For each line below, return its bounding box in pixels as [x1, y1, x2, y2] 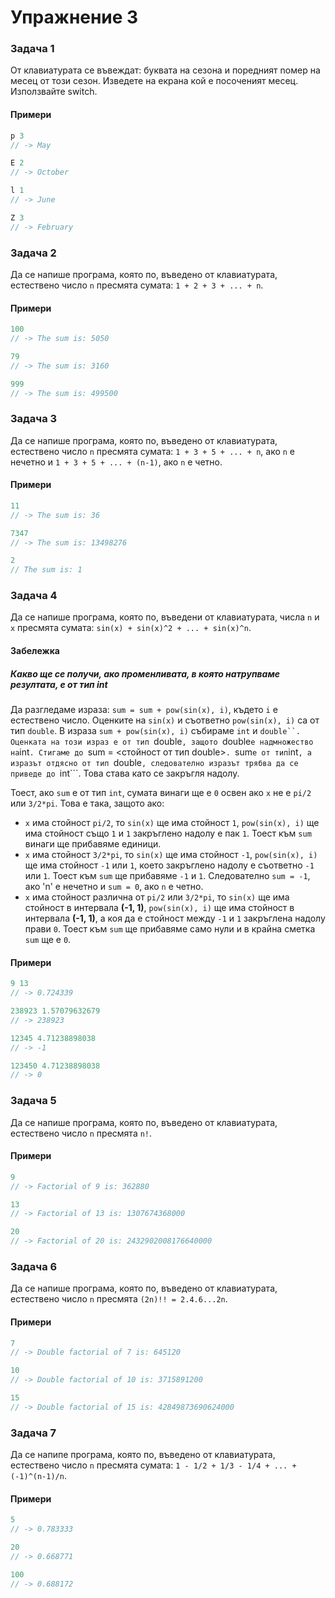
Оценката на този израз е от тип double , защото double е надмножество [10, 736, 314, 748]
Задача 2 [10, 246, 57, 260]
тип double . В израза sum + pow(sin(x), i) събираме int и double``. [10, 725, 301, 737]
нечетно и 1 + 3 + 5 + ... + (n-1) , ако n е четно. [10, 456, 223, 468]
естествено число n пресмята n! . [10, 1127, 153, 1139]
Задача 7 [10, 1426, 57, 1440]
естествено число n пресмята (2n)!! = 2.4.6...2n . [10, 1293, 228, 1305]
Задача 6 [10, 1259, 58, 1273]
